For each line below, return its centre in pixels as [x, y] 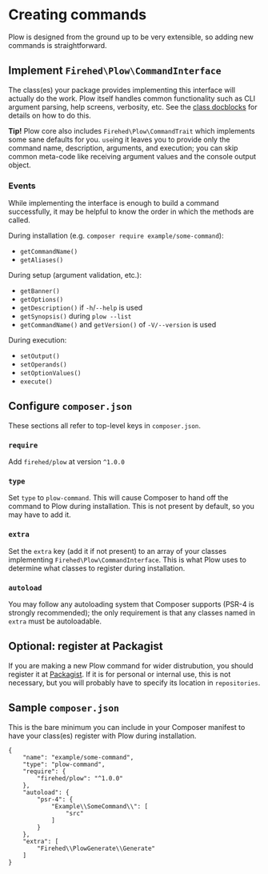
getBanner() [40, 291]
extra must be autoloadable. [55, 621]
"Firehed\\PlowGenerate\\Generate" [96, 848]
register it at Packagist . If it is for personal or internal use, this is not [120, 674]
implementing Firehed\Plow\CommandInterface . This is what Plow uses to [127, 559]
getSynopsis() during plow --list [76, 316]
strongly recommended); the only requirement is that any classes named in [132, 613]
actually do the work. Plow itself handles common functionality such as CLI [132, 98]
